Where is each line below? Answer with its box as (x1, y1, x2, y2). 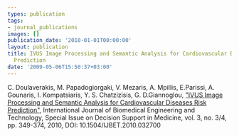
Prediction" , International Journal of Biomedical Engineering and (7, 105, 196, 114)
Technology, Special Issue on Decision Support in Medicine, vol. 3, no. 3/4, (7, 113, 228, 122)
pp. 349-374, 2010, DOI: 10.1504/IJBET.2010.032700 (7, 120, 161, 129)
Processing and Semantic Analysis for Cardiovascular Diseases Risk (7, 98, 207, 107)
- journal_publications (7, 23, 78, 31)
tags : (7, 17, 23, 24)
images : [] (7, 30, 40, 38)
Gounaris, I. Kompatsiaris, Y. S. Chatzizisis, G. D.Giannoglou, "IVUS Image (7, 90, 223, 99)
